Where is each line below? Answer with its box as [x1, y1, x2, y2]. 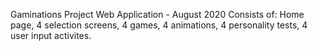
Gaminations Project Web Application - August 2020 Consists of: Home [10, 9, 305, 20]
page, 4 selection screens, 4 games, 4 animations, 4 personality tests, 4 [10, 19, 308, 31]
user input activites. [10, 30, 92, 41]
